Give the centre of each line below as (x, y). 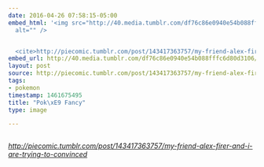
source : (21, 73)
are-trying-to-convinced (48, 154)
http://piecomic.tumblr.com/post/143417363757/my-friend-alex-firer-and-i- (130, 146)
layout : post (29, 66)
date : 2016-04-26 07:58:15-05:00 (63, 15)
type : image (27, 110)
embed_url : (26, 59)
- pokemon (24, 87)
